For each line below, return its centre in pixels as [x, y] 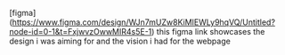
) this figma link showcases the [208, 31]
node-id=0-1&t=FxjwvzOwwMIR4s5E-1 [81, 31]
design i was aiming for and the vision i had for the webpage [120, 41]
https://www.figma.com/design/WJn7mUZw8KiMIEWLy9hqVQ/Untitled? [144, 22]
